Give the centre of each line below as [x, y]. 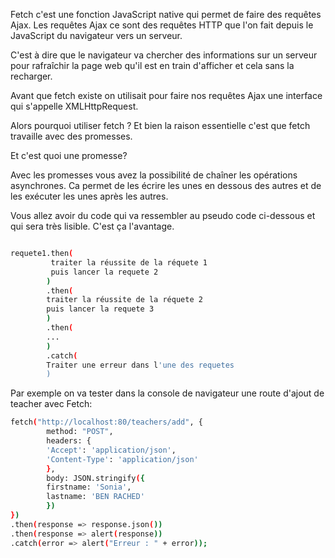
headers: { [69, 441]
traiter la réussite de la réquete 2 [124, 300]
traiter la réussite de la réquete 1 [129, 262]
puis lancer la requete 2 [104, 272]
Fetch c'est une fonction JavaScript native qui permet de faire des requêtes [166, 14]
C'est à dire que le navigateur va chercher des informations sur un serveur [164, 55]
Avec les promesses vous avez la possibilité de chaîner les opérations [154, 175]
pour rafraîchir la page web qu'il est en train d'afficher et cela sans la [152, 65]
